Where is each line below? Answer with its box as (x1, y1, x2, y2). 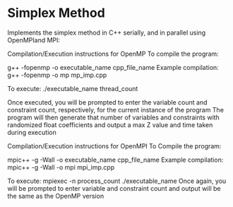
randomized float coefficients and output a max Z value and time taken (7, 120, 213, 129)
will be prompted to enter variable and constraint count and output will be (7, 184, 221, 192)
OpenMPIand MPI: (7, 35, 61, 44)
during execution (7, 128, 56, 136)
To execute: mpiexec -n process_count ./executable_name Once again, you (7, 177, 227, 185)
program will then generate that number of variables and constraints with (7, 113, 220, 122)
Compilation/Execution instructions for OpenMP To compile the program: (7, 49, 219, 58)
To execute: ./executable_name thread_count (7, 84, 138, 93)
